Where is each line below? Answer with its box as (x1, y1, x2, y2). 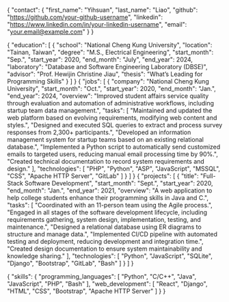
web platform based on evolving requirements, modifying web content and (7, 114, 217, 122)
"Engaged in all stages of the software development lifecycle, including (7, 208, 207, 216)
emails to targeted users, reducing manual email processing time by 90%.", (7, 150, 219, 158)
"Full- (200, 172, 216, 180)
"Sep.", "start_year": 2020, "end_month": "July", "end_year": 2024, (7, 55, 193, 64)
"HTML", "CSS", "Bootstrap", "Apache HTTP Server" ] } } (7, 287, 166, 295)
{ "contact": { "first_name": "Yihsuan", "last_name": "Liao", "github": (7, 6, 198, 14)
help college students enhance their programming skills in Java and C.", (7, 194, 208, 201)
